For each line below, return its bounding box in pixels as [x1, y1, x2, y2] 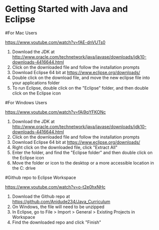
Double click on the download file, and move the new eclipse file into [12, 75, 150, 80]
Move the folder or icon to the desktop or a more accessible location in [12, 160, 154, 166]
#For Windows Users [5, 99, 47, 105]
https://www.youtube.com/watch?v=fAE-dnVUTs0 [5, 39, 106, 45]
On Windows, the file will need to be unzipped [12, 204, 105, 210]
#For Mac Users [5, 30, 37, 36]
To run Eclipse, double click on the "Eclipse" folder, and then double [12, 85, 149, 91]
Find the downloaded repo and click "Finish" [12, 219, 101, 225]
